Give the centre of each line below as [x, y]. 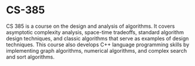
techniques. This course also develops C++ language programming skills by [98, 45]
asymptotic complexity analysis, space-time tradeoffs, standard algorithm [95, 32]
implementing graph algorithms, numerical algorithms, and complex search [97, 50]
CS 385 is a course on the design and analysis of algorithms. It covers [90, 26]
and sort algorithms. [30, 57]
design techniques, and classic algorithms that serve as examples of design [97, 38]
